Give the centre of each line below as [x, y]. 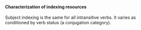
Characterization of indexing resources [46, 7]
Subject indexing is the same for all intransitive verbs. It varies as [70, 17]
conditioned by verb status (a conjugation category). [58, 23]
